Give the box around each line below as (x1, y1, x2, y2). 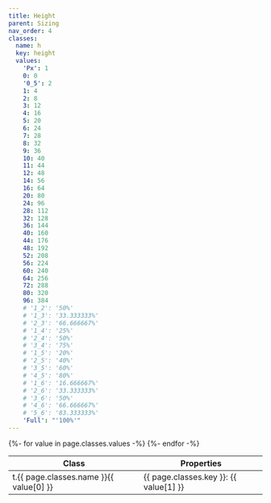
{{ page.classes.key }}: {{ (144, 471, 237, 482)
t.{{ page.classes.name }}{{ (12, 471, 115, 482)
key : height (15, 49, 56, 57)
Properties (180, 457, 222, 468)
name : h (15, 42, 42, 50)
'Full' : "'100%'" (23, 417, 81, 425)
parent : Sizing (8, 19, 60, 27)
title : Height (8, 11, 56, 20)
